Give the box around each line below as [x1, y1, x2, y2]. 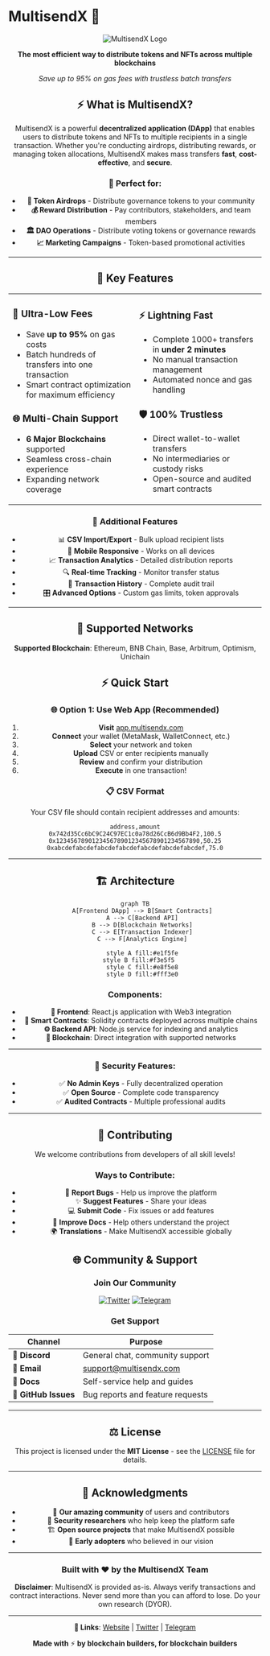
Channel [27, 1336, 60, 1348]
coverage [26, 483, 62, 494]
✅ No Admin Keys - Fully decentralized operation [59, 1079, 223, 1088]
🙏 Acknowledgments [81, 1485, 189, 1500]
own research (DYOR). [97, 1600, 173, 1609]
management [152, 364, 202, 375]
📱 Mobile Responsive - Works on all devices [67, 547, 215, 555]
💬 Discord [12, 1350, 51, 1361]
